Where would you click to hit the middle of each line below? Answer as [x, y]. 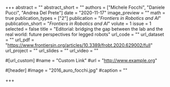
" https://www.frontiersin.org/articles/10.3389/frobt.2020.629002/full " [79, 45]
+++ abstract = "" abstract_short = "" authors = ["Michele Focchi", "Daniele [85, 7]
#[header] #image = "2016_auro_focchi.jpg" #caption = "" [66, 70]
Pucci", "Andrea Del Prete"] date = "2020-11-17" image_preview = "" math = [86, 13]
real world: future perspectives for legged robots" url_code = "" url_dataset [85, 34]
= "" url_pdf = [20, 40]
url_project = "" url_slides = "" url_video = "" [52, 51]
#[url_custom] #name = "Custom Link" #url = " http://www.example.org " [81, 60]
